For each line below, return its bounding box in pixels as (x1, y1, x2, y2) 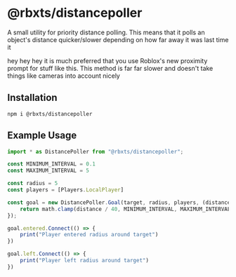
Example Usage (7, 130, 77, 142)
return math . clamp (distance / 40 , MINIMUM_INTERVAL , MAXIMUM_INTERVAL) (20, 205, 234, 212)
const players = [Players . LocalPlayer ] (7, 187, 124, 194)
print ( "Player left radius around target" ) (20, 257, 150, 264)
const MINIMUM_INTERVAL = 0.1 (7, 161, 96, 168)
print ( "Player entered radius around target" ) (20, 231, 159, 238)
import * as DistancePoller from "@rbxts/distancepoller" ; (7, 148, 184, 155)
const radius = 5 (7, 180, 58, 187)
